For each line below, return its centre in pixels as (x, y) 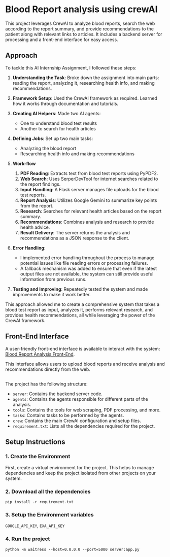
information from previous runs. (53, 279)
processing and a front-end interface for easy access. (62, 40)
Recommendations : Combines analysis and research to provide (87, 222)
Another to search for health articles (58, 128)
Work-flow (24, 163)
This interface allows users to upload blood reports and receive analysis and (85, 364)
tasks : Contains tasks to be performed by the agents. (68, 415)
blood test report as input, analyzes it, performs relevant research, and (79, 309)
